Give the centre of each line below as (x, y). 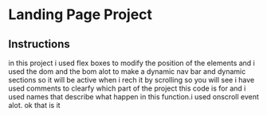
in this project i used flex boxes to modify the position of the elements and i (132, 63)
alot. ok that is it (35, 105)
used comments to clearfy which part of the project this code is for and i (127, 88)
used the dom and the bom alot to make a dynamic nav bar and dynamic (127, 72)
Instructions (39, 44)
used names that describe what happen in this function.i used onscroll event (133, 97)
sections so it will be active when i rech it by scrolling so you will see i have (132, 80)
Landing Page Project (80, 15)
